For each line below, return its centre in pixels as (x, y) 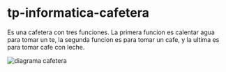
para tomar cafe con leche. (46, 47)
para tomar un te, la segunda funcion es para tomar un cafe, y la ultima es (113, 39)
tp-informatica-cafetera (78, 13)
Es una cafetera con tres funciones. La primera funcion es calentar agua (111, 32)
